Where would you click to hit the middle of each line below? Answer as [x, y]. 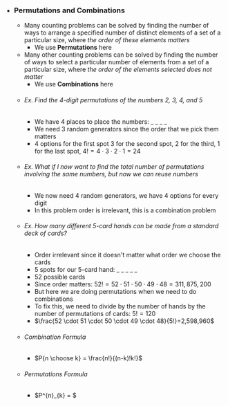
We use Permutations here [73, 48]
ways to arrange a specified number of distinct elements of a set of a [122, 33]
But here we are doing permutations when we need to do [115, 291]
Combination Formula [55, 337]
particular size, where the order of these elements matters [107, 40]
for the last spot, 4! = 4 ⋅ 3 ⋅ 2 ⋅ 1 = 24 [87, 151]
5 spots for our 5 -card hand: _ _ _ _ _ [86, 269]
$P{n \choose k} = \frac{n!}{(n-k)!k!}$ [88, 358]
